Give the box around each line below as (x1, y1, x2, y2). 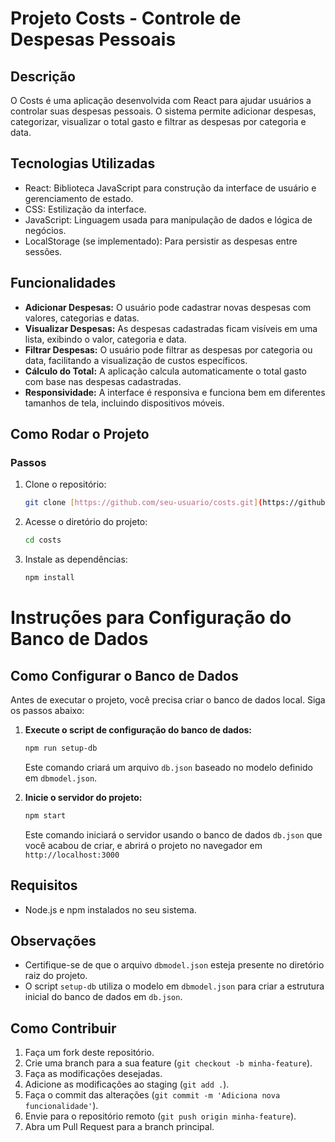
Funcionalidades (10, 275, 117, 292)
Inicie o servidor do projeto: (24, 791, 143, 803)
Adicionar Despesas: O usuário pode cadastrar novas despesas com (24, 301, 312, 313)
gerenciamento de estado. (24, 192, 134, 204)
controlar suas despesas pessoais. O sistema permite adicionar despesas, (10, 105, 317, 117)
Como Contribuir (10, 1020, 117, 1037)
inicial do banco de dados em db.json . (24, 991, 183, 1003)
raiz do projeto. (24, 970, 88, 982)
